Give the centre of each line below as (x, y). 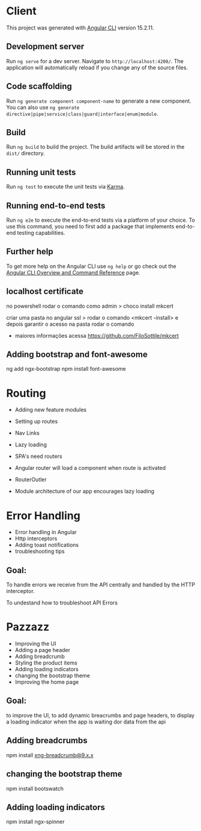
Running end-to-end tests (56, 205)
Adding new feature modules (51, 410)
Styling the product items (46, 663)
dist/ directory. (25, 153)
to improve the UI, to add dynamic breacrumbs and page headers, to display (100, 715)
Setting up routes (36, 421)
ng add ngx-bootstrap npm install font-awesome (66, 369)
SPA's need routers (38, 456)
